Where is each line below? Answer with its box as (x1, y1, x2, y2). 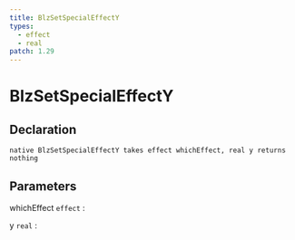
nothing (9, 154, 39, 163)
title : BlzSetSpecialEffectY (9, 13, 120, 23)
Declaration (9, 121, 77, 137)
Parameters (9, 178, 77, 194)
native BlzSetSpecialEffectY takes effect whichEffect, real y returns (9, 146, 286, 155)
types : (9, 22, 34, 31)
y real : (9, 219, 38, 231)
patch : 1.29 (9, 47, 54, 56)
